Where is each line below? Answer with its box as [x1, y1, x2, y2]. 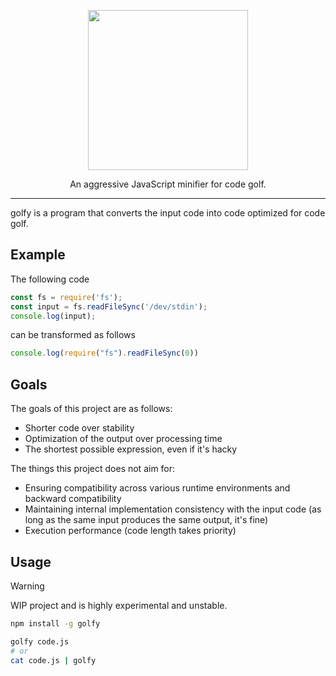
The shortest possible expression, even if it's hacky [24, 443, 238, 455]
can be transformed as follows [10, 329, 136, 341]
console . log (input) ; [10, 311, 97, 321]
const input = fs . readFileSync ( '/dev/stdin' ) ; [10, 301, 208, 312]
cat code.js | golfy [10, 655, 97, 665]
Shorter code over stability [24, 422, 135, 434]
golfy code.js [10, 636, 70, 647]
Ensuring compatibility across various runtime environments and [24, 482, 291, 494]
